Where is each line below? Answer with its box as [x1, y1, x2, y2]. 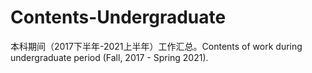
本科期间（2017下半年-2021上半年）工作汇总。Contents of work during [10, 40, 303, 52]
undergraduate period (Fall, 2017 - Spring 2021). [10, 51, 209, 63]
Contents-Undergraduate [10, 6, 227, 29]
